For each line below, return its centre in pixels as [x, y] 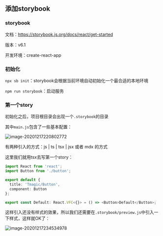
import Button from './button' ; [38, 171]
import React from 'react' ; [34, 166]
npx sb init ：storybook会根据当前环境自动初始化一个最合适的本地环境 [77, 80]
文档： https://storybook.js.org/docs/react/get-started [59, 34]
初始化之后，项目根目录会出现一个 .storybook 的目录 [57, 117]
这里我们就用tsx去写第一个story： [39, 157]
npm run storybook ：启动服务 [35, 91]
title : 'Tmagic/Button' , [35, 184]
